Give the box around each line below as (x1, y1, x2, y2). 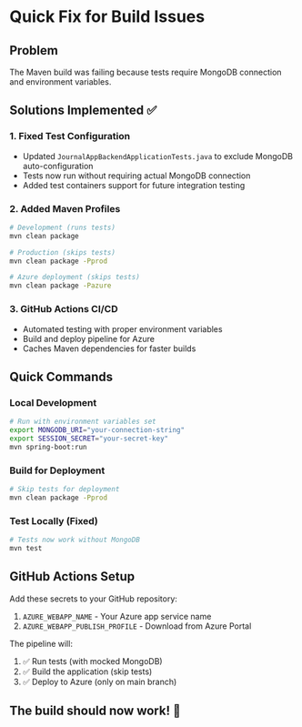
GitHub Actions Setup (9, 569, 136, 584)
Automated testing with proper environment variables (22, 323, 223, 334)
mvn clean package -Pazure (9, 281, 112, 290)
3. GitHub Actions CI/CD (9, 303, 118, 316)
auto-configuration (22, 160, 94, 171)
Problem (9, 43, 59, 58)
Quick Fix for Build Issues (9, 6, 206, 27)
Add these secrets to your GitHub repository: (9, 593, 177, 604)
